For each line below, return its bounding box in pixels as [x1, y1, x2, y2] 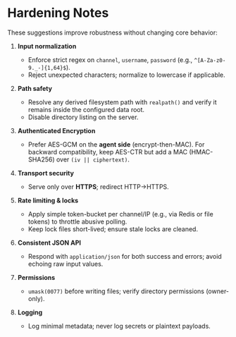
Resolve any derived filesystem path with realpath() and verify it [27, 97, 217, 106]
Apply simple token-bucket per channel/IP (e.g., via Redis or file [27, 209, 213, 218]
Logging [17, 308, 43, 317]
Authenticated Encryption [17, 126, 96, 135]
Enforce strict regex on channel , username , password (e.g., [27, 55, 193, 64]
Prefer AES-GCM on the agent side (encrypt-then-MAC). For [27, 140, 205, 149]
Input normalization [17, 42, 77, 50]
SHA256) [27, 155, 55, 164]
